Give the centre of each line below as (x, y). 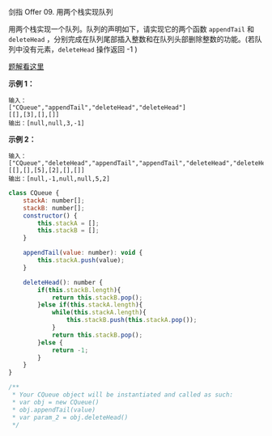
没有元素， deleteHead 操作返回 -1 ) (80, 49)
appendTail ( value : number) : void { (83, 253)
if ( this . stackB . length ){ (79, 290)
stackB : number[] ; (54, 208)
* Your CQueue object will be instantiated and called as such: (122, 395)
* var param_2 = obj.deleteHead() (70, 417)
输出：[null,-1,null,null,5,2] (59, 179)
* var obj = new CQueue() (55, 402)
